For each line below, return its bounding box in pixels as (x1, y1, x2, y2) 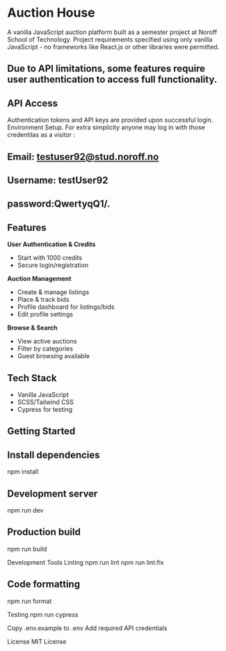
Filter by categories (17, 344, 73, 353)
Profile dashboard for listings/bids (17, 303, 115, 311)
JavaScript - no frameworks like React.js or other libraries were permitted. (7, 42, 220, 51)
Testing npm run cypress (7, 610, 79, 618)
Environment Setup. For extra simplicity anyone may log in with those (7, 123, 205, 131)
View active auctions (17, 337, 77, 346)
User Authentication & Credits (7, 240, 96, 248)
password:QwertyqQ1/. (7, 198, 111, 210)
